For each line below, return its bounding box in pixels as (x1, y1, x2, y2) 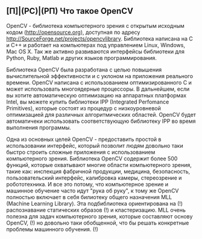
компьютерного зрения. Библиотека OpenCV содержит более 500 (6, 155, 178, 162)
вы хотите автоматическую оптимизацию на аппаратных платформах (6, 91, 187, 99)
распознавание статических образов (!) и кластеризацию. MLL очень (6, 206, 186, 214)
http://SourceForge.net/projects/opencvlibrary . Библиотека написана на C (6, 34, 193, 42)
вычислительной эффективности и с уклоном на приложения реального (6, 72, 194, 79)
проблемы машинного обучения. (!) (6, 225, 98, 233)
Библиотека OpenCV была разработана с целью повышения (6, 66, 162, 73)
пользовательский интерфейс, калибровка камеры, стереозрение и (6, 174, 182, 182)
